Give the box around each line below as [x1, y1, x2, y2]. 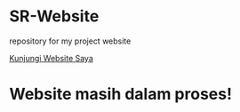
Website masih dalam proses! [9, 84, 233, 104]
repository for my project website [9, 36, 132, 46]
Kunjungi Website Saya [9, 52, 93, 63]
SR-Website [9, 6, 100, 27]
